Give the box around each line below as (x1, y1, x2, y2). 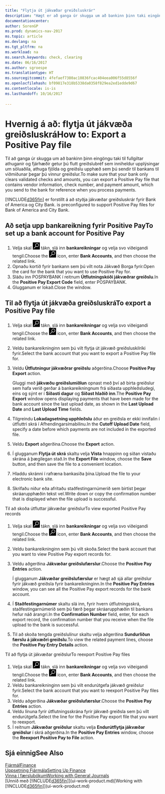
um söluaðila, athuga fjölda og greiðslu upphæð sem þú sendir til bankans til (5, 166, 159, 172)
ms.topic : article (5, 34, 43, 39)
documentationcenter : (5, 18, 50, 23)
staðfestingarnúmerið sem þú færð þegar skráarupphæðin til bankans (12, 606, 153, 612)
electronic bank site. (12, 476, 54, 482)
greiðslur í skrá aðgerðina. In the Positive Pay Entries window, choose (12, 729, 154, 735)
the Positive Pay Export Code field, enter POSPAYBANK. (12, 279, 127, 285)
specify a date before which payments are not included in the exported (12, 426, 156, 432)
